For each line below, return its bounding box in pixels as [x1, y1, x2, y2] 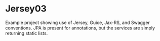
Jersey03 [5, 3, 47, 14]
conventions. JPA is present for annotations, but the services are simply [5, 24, 155, 30]
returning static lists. [5, 30, 48, 36]
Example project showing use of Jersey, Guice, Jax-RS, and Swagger [5, 19, 150, 25]
